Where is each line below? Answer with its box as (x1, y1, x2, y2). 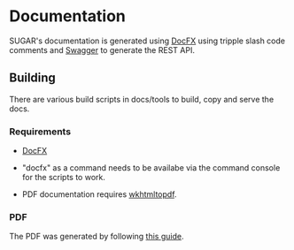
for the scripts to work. (21, 172, 106, 183)
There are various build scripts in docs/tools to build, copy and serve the (9, 94, 275, 104)
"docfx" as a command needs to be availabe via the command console (21, 163, 281, 173)
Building (9, 71, 56, 86)
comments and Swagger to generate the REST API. (9, 44, 195, 55)
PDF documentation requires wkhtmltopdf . (21, 189, 177, 200)
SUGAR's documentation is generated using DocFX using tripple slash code (9, 35, 286, 46)
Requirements (9, 125, 72, 138)
